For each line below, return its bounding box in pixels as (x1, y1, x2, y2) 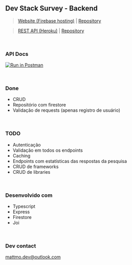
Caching (12, 152, 31, 158)
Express (12, 209, 30, 215)
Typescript (12, 203, 36, 209)
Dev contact (5, 242, 36, 249)
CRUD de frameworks (12, 164, 59, 170)
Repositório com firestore (12, 102, 66, 108)
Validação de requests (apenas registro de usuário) (12, 107, 121, 113)
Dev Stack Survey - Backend (5, 4, 98, 13)
